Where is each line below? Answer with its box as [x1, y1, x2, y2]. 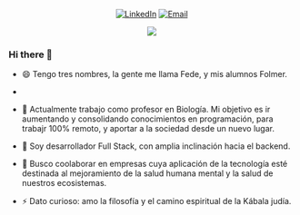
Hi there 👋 [8, 48, 54, 61]
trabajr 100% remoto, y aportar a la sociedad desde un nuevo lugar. [21, 123, 275, 134]
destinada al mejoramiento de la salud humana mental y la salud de [21, 168, 274, 179]
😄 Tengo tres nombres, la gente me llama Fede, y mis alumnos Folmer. [21, 69, 288, 80]
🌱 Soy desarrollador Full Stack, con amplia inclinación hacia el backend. [21, 141, 291, 151]
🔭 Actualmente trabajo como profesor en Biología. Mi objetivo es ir [21, 104, 271, 115]
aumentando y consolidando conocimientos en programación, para [21, 113, 274, 124]
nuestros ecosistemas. [21, 178, 107, 189]
